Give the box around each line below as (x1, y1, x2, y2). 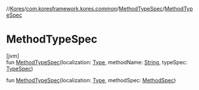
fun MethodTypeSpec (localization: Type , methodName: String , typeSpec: (6, 58, 188, 65)
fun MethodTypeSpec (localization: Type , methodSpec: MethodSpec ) (6, 76, 176, 83)
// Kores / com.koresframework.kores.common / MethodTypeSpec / (6, 5, 165, 12)
